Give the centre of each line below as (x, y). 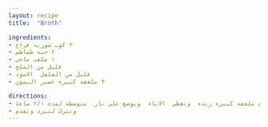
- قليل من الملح (35, 67)
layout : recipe (33, 15)
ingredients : (30, 37)
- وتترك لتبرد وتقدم (43, 111)
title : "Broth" (35, 23)
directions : (28, 96)
